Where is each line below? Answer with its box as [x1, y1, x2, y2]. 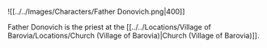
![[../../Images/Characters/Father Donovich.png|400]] [7, 7, 185, 16]
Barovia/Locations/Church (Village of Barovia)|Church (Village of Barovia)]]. [7, 31, 260, 40]
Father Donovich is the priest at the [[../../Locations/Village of [7, 22, 212, 31]
